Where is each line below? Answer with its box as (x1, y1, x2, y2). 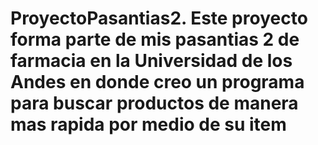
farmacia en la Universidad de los (10, 50, 293, 72)
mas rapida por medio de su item (10, 113, 287, 136)
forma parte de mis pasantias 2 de (10, 28, 300, 51)
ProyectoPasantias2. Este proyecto (10, 7, 308, 30)
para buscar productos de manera (10, 92, 299, 115)
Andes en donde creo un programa (10, 71, 305, 94)
